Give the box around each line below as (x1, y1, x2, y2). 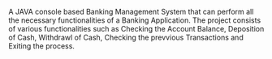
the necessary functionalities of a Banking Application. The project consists (8, 15, 261, 25)
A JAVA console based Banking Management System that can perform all (8, 7, 254, 16)
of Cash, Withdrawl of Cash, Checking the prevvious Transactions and (8, 32, 244, 42)
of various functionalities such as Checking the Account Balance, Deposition (8, 24, 265, 33)
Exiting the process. (8, 41, 76, 51)
